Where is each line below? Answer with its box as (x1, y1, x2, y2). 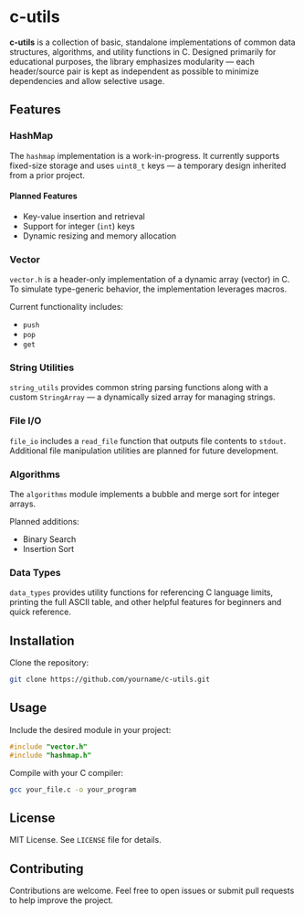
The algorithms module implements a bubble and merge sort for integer (9, 489, 280, 500)
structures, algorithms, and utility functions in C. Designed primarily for (9, 46, 277, 57)
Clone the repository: (9, 657, 89, 668)
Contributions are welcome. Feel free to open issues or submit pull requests (9, 885, 295, 897)
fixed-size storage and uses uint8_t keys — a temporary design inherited (9, 160, 287, 171)
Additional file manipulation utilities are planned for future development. (9, 445, 278, 456)
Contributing (9, 861, 84, 877)
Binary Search (22, 534, 77, 545)
